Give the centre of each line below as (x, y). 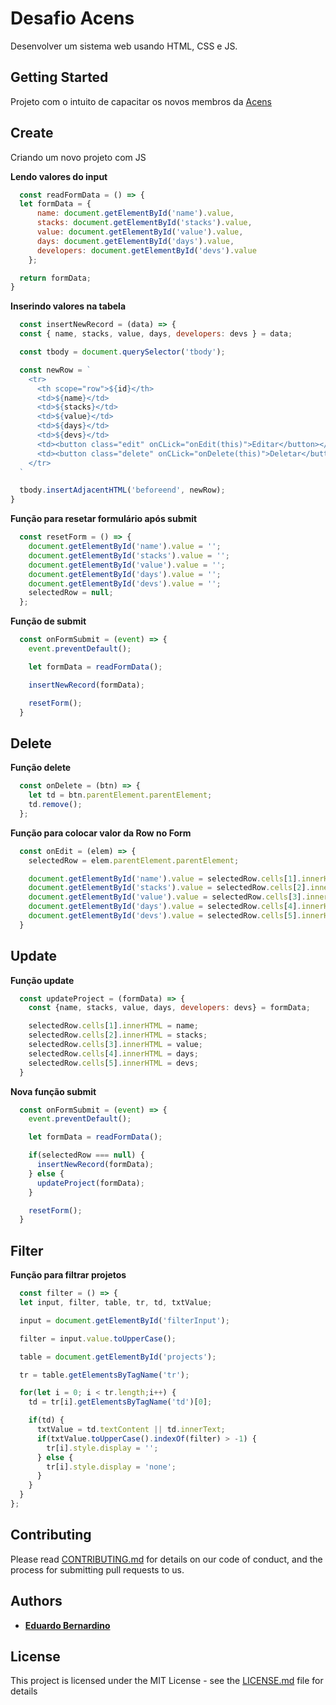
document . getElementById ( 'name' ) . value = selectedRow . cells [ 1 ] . (165, 878)
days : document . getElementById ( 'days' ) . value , (135, 241)
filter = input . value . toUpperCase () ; (98, 1338)
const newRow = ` (55, 370)
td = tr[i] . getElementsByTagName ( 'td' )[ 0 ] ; (120, 1402)
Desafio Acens (72, 18)
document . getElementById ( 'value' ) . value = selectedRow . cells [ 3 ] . (167, 897)
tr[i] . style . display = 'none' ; (111, 1467)
